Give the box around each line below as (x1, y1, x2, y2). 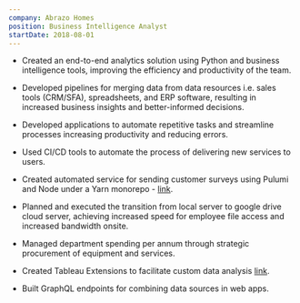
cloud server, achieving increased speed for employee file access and (21, 211, 285, 222)
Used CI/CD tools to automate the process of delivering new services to (21, 146, 292, 157)
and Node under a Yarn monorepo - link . (21, 184, 174, 195)
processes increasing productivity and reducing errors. (21, 129, 229, 140)
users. (21, 157, 46, 167)
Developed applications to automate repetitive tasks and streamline (21, 119, 275, 130)
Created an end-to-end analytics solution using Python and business (21, 56, 280, 66)
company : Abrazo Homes (8, 13, 95, 23)
